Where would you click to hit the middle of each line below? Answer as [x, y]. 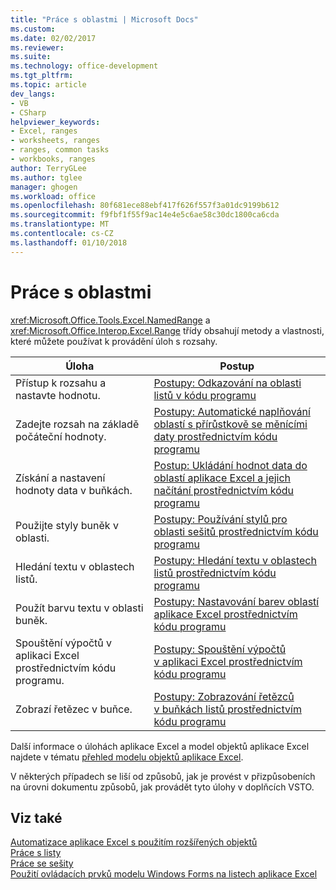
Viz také [36, 817]
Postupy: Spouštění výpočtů [220, 649]
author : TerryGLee [48, 168]
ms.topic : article [48, 85]
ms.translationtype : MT [60, 224]
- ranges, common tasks [60, 150]
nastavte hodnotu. [58, 395]
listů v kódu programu [205, 395]
